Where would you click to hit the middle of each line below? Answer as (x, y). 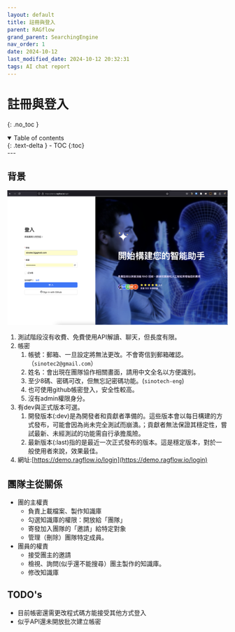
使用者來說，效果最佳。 (68, 451)
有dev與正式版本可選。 (50, 408)
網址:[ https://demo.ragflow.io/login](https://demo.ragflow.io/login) (112, 460)
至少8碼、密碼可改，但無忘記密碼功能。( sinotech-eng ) (106, 381)
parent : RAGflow (31, 29)
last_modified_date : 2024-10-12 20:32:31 (69, 60)
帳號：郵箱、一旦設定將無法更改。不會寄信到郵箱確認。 (107, 355)
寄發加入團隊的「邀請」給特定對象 (77, 528)
